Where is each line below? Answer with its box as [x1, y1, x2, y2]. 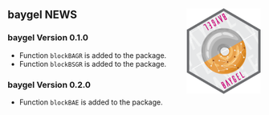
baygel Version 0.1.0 [7, 32, 89, 43]
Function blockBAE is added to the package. [18, 97, 163, 107]
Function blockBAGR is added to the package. [18, 50, 167, 60]
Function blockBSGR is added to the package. [18, 59, 167, 68]
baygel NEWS [7, 8, 78, 22]
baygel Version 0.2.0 [7, 79, 92, 90]
